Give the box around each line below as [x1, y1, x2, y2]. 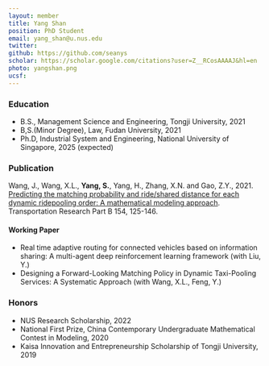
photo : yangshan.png [8, 64, 78, 73]
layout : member [8, 11, 60, 20]
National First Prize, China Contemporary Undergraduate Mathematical [19, 324, 255, 334]
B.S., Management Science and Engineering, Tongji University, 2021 [19, 116, 246, 126]
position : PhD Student [8, 27, 85, 35]
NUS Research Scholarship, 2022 [19, 315, 131, 325]
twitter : [8, 42, 38, 50]
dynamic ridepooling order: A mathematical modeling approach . [8, 198, 220, 208]
